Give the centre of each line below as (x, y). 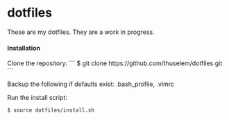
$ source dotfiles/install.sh (51, 110)
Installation (24, 48)
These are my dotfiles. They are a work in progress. (81, 32)
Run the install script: (37, 98)
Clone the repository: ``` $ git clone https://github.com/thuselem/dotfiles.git (115, 63)
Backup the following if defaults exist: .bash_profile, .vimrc (91, 84)
